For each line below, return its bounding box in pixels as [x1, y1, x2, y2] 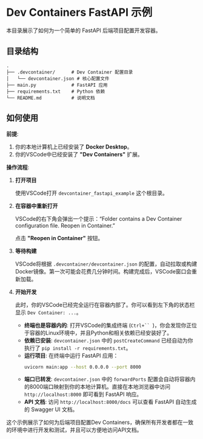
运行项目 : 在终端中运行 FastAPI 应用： [24, 352, 119, 359]
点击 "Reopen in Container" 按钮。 [15, 234, 104, 241]
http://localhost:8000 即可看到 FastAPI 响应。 [24, 390, 142, 398]
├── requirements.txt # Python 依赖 [6, 89, 105, 95]
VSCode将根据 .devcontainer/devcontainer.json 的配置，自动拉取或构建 [15, 260, 198, 267]
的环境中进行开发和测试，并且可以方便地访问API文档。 [6, 426, 142, 434]
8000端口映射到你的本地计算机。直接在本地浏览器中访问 [29, 383, 171, 390]
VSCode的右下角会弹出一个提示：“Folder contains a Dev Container [15, 215, 182, 222]
